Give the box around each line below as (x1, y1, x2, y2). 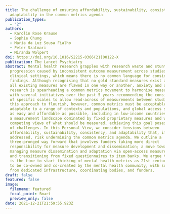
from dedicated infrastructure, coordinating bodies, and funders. (10, 168, 155, 173)
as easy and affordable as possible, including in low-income (10, 111, 144, 117)
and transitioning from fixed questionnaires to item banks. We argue (10, 154, 162, 159)
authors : (5, 26, 24, 31)
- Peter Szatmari (10, 45, 47, 50)
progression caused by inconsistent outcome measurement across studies (10, 69, 166, 74)
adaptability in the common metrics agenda (10, 12, 103, 17)
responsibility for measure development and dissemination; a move (10, 144, 155, 150)
